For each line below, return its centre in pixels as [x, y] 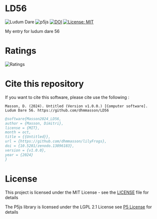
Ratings [21, 51]
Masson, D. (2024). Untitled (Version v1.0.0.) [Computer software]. [77, 106]
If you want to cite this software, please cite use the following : [67, 97]
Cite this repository [44, 84]
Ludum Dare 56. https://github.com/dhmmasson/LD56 [57, 110]
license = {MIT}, [22, 128]
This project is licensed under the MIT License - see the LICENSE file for [77, 192]
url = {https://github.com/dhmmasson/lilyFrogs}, [56, 141]
